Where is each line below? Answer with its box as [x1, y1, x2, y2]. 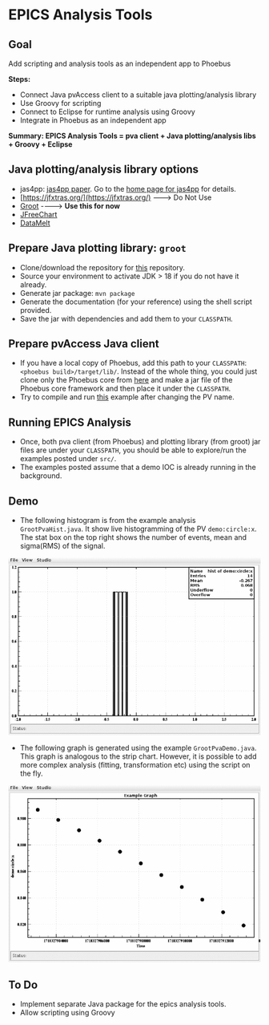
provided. [19, 305, 52, 314]
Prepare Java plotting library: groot [8, 241, 187, 255]
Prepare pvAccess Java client [8, 337, 159, 350]
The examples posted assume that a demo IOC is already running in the [19, 463, 256, 472]
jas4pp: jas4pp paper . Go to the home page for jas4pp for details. [19, 184, 236, 193]
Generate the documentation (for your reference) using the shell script [19, 297, 252, 306]
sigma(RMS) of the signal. [19, 541, 106, 551]
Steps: [8, 75, 30, 83]
